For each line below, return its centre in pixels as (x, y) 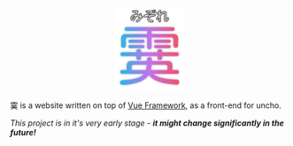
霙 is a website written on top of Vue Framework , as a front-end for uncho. (146, 105)
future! (23, 132)
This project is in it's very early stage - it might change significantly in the (147, 123)
